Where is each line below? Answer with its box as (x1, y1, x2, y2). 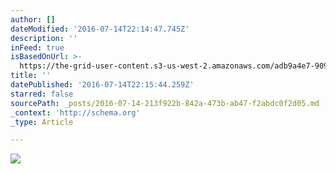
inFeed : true (10, 42, 65, 53)
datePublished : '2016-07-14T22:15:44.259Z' (10, 80, 195, 90)
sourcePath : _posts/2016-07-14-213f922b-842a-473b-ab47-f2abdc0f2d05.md (10, 98, 320, 108)
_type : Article (10, 117, 74, 127)
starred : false (10, 89, 74, 99)
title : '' (10, 71, 52, 81)
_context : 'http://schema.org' (10, 107, 141, 118)
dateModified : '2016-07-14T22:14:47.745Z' (10, 24, 190, 34)
